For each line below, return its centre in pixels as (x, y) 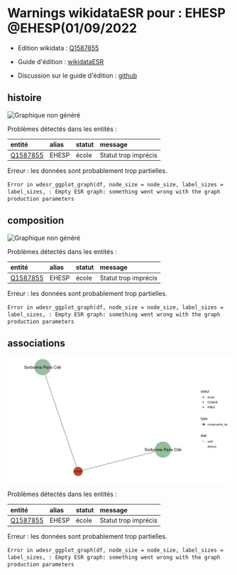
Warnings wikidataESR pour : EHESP (116, 13)
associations (36, 343)
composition (36, 221)
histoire (25, 98)
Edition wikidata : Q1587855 (58, 48)
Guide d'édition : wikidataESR (61, 61)
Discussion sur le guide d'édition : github (77, 75)
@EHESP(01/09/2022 (72, 28)
